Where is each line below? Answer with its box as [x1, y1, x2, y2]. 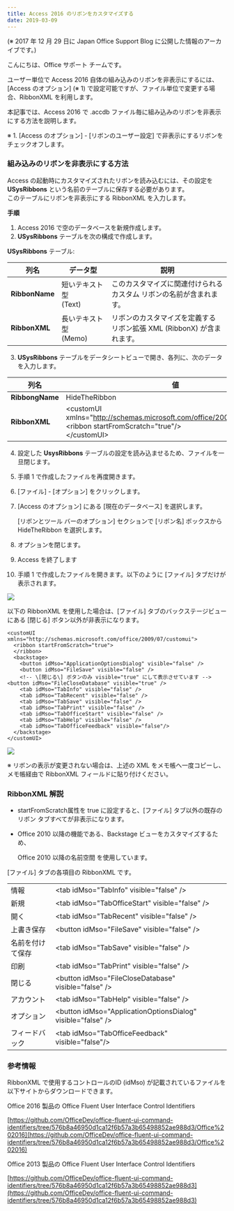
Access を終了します [17, 555, 78, 563]
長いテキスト [61, 314, 103, 324]
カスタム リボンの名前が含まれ [111, 289, 211, 299]
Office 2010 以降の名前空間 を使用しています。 [17, 853, 151, 862]
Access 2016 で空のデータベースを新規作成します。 [17, 223, 165, 231]
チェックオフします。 [7, 140, 68, 148]
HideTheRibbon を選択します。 [17, 525, 106, 534]
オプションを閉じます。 [17, 540, 85, 549]
